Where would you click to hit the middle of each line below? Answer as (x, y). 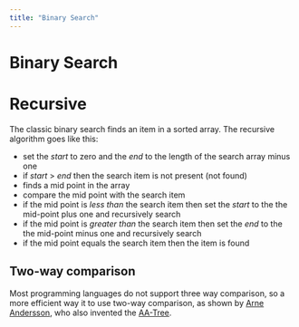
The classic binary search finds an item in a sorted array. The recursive (142, 129)
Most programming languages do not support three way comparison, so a (147, 293)
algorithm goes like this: (54, 139)
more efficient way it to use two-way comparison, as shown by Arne (137, 303)
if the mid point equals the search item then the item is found (136, 243)
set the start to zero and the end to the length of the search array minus (156, 156)
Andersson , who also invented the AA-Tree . (91, 313)
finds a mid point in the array (76, 185)
